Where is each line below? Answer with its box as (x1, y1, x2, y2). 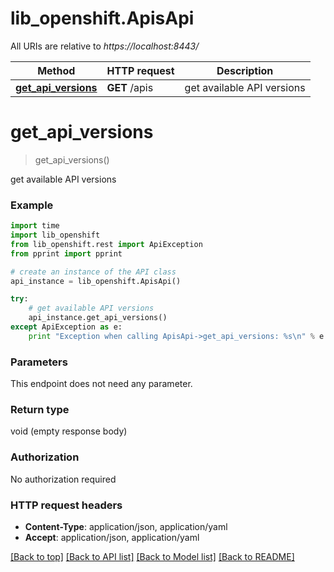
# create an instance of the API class (10, 267, 177, 277)
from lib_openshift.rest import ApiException (10, 239, 203, 249)
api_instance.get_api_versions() (28, 313, 168, 323)
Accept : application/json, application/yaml (24, 531, 200, 543)
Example (10, 198, 54, 212)
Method (37, 63, 76, 77)
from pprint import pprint (10, 248, 123, 259)
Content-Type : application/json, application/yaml (24, 520, 228, 532)
